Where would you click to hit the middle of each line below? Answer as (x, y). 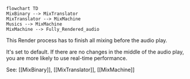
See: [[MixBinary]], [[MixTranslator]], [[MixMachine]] (70, 69)
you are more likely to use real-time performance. (67, 58)
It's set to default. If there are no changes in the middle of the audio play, (95, 52)
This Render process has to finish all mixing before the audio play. (87, 40)
